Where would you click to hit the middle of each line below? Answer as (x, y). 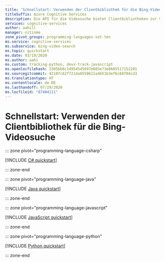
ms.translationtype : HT (29, 78)
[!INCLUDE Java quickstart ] (33, 189)
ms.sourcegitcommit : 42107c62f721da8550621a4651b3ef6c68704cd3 (71, 74)
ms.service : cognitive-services (38, 42)
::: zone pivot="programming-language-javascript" (56, 208)
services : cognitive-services (36, 23)
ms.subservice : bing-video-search (41, 46)
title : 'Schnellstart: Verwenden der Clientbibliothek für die (71, 10)
